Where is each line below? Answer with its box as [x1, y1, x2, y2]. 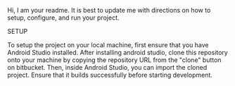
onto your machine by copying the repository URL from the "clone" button [7, 56, 222, 64]
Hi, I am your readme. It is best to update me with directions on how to [7, 6, 211, 14]
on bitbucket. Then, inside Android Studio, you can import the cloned [7, 63, 208, 71]
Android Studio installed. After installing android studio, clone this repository [7, 49, 229, 56]
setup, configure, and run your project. [7, 13, 120, 22]
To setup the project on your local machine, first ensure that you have [7, 41, 209, 49]
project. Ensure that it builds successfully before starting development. [7, 70, 213, 79]
